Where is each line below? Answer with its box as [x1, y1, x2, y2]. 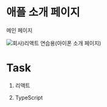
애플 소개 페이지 [6, 5, 80, 19]
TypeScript [15, 94, 43, 101]
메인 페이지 [6, 27, 33, 34]
